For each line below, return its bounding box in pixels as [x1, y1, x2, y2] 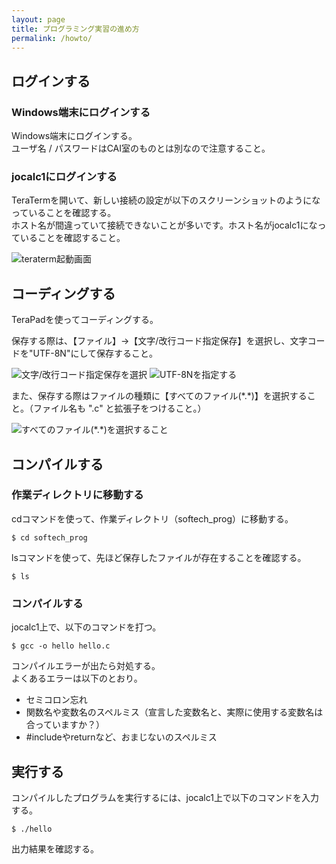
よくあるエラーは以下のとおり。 [11, 672, 143, 685]
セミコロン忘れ [25, 694, 88, 706]
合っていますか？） [25, 719, 106, 731]
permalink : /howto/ [11, 33, 93, 43]
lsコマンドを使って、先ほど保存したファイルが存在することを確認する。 [11, 551, 307, 563]
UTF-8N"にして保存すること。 [32, 347, 158, 360]
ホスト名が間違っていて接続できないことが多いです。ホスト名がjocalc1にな [11, 219, 318, 231]
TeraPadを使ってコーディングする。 [11, 314, 159, 326]
